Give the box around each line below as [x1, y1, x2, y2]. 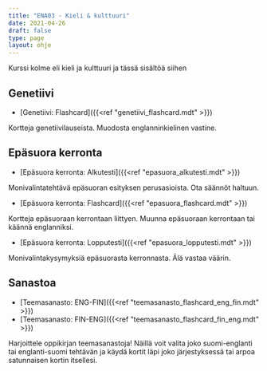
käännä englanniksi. [8, 222, 74, 231]
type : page [8, 34, 45, 42]
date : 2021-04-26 [8, 19, 66, 27]
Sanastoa [8, 276, 57, 290]
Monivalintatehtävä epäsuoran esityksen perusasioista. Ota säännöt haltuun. [8, 183, 259, 192]
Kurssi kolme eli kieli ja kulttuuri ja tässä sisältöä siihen [8, 63, 187, 73]
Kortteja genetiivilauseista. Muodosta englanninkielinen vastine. [8, 123, 218, 132]
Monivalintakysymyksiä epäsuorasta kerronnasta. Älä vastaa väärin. [8, 253, 231, 262]
